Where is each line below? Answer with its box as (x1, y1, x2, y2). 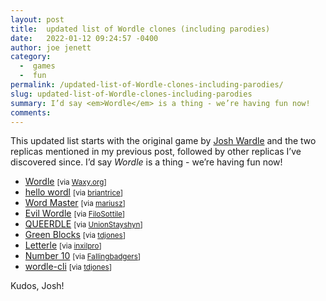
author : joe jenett (10, 42, 92, 53)
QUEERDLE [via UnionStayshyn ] (24, 218, 143, 230)
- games (19, 61, 56, 71)
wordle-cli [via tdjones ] (24, 261, 112, 273)
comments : (10, 107, 52, 118)
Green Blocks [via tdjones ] (24, 229, 126, 241)
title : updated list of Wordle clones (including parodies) (10, 24, 271, 34)
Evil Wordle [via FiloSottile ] (24, 207, 126, 220)
